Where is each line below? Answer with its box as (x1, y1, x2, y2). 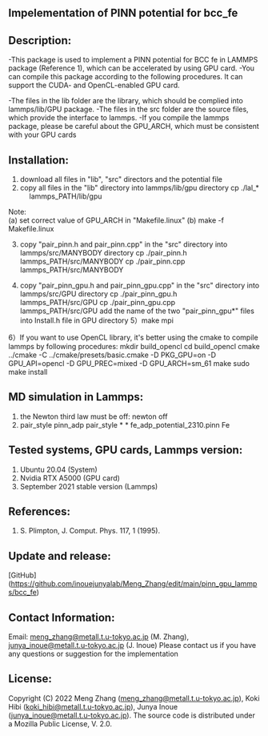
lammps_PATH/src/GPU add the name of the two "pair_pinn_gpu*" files (19, 306, 254, 316)
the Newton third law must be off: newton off (19, 412, 168, 421)
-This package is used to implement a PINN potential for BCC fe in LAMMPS (8, 55, 258, 65)
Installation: (8, 153, 70, 167)
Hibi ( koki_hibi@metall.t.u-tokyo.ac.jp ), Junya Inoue (8, 702, 178, 711)
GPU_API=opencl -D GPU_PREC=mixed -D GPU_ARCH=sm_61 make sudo (8, 359, 250, 368)
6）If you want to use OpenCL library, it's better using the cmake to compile (8, 332, 258, 343)
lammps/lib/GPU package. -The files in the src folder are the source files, (8, 104, 250, 115)
